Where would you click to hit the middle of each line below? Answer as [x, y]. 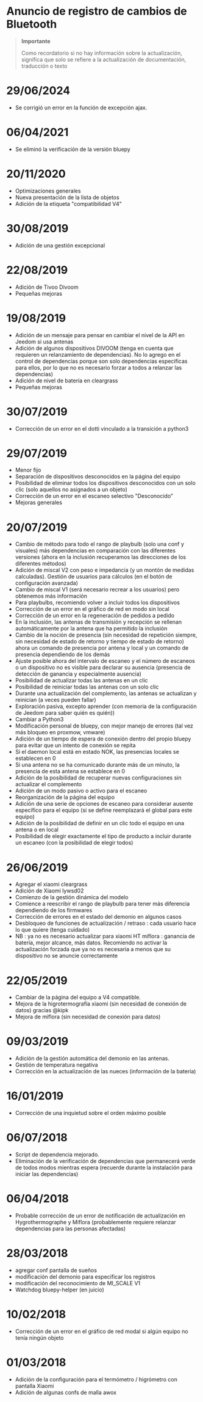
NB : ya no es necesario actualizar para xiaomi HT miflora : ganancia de [105, 936]
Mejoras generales [39, 503]
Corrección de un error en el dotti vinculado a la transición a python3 [102, 428]
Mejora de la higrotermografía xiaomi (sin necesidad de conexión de [101, 1004]
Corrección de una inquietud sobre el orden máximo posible [91, 1113]
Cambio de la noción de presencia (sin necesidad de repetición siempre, [106, 635]
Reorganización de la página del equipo [65, 797]
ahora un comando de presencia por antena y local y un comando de [102, 648]
